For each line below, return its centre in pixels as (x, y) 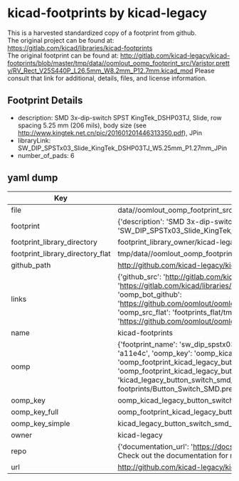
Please (205, 70)
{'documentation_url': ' (155, 446)
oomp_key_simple (41, 423)
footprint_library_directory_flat (61, 253)
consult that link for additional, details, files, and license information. (107, 78)
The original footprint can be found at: (63, 55)
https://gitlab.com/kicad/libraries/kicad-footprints (80, 48)
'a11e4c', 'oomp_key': (155, 353)
